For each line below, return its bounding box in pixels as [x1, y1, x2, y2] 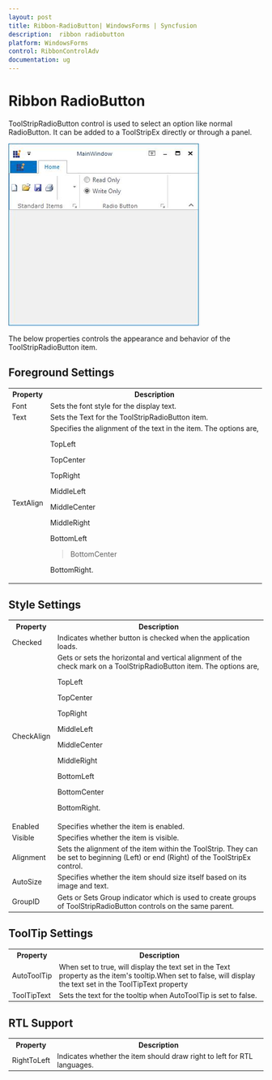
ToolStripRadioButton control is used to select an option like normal [8, 118, 233, 128]
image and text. [57, 881, 109, 891]
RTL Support [8, 1016, 74, 1030]
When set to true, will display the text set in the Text [58, 962, 231, 971]
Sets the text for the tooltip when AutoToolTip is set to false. [58, 990, 257, 1000]
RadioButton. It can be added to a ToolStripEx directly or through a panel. [8, 127, 253, 137]
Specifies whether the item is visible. [57, 833, 180, 842]
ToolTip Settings [8, 927, 93, 940]
